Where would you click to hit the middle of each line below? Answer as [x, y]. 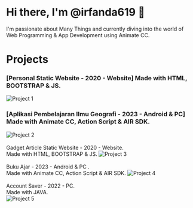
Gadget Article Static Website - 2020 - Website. [65, 147]
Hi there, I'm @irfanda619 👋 [76, 12]
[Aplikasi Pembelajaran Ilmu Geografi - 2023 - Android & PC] [96, 114]
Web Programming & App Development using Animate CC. [78, 35]
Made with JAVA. [27, 192]
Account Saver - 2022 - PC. [41, 186]
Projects [27, 60]
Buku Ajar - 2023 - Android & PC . [48, 167]
